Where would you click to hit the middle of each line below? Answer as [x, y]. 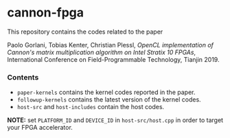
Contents [23, 77]
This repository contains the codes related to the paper [85, 32]
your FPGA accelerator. [40, 128]
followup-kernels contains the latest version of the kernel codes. [109, 100]
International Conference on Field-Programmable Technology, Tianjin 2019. [113, 59]
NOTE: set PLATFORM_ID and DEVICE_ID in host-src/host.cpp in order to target [115, 120]
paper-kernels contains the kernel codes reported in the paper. [106, 92]
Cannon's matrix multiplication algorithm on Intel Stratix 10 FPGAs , [102, 52]
